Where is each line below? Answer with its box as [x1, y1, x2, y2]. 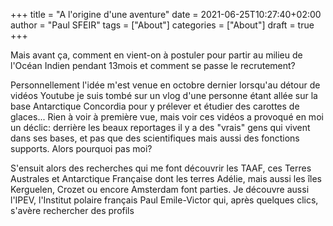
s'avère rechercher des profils [10, 205, 135, 216]
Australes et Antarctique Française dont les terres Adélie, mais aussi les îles [10, 173, 322, 184]
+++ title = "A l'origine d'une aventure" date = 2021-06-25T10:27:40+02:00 [10, 9, 322, 20]
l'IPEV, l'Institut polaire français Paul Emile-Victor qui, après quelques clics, [10, 194, 319, 206]
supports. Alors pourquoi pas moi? [10, 143, 153, 154]
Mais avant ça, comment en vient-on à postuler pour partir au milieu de [10, 49, 303, 61]
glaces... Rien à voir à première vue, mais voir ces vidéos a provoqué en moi [10, 111, 324, 123]
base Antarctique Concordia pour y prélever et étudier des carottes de [10, 100, 300, 112]
